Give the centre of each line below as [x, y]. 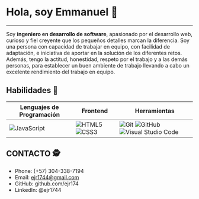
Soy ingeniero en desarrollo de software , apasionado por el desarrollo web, [99, 34]
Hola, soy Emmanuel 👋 [62, 12]
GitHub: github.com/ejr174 [46, 184]
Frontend [95, 111]
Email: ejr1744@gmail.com [47, 177]
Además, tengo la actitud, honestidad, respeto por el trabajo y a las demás [97, 59]
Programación [40, 114]
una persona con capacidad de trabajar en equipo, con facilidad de [88, 46]
